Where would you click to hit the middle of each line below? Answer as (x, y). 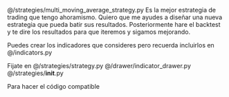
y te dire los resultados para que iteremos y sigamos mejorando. (99, 32)
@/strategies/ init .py (35, 73)
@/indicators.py (30, 52)
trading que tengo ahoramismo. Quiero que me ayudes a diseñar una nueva (115, 17)
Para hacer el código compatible (54, 86)
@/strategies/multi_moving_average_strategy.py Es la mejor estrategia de (112, 10)
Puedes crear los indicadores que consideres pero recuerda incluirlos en (111, 45)
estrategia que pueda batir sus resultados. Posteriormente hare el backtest (114, 24)
